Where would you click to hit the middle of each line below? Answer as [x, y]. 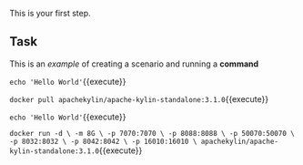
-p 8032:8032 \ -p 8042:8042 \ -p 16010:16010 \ [103, 141]
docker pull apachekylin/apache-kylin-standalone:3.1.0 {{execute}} [139, 98]
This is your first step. [50, 13]
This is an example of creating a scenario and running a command [134, 64]
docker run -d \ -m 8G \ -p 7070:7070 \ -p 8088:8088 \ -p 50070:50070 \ [152, 133]
